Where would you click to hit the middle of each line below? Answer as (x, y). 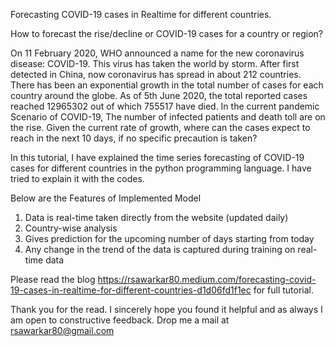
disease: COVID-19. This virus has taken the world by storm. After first (155, 63)
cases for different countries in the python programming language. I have (161, 168)
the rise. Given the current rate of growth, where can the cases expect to (160, 127)
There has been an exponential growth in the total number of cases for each (167, 85)
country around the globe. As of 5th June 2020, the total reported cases (159, 95)
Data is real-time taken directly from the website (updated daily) (156, 217)
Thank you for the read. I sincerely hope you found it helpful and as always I (166, 309)
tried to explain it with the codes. (77, 178)
